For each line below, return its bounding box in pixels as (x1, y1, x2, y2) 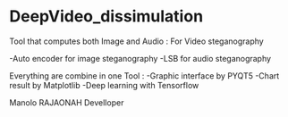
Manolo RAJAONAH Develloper (9, 96, 124, 108)
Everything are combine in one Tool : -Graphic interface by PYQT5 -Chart (9, 70, 280, 81)
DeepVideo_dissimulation (9, 6, 204, 27)
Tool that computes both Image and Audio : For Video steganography (9, 36, 264, 46)
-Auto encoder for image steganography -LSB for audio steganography (9, 53, 271, 63)
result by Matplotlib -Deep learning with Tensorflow (9, 79, 199, 90)
